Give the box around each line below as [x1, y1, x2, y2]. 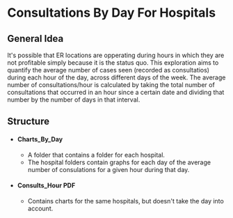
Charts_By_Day [17, 134, 63, 143]
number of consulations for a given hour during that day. [27, 165, 190, 173]
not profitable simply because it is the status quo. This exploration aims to [7, 59, 219, 67]
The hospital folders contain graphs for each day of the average [27, 158, 211, 166]
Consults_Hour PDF [17, 181, 76, 189]
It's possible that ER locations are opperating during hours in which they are [7, 51, 225, 59]
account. [27, 204, 54, 212]
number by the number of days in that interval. [7, 95, 140, 104]
